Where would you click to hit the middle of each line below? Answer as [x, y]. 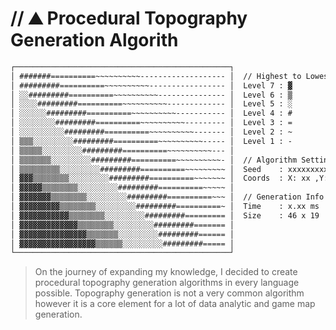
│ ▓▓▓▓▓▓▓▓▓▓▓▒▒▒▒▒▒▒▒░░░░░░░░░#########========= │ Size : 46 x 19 [165, 215]
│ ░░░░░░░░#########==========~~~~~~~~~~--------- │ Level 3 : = [151, 123]
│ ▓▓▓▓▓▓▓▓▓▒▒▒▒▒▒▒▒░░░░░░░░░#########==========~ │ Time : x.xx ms [165, 207]
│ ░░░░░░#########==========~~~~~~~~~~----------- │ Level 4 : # [151, 113]
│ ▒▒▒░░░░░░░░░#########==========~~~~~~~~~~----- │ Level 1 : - [151, 141]
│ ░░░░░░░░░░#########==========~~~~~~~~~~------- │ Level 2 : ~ [151, 132]
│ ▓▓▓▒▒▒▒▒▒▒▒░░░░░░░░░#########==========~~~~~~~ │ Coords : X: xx [160, 178]
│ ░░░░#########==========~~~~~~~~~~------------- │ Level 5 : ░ [151, 104]
